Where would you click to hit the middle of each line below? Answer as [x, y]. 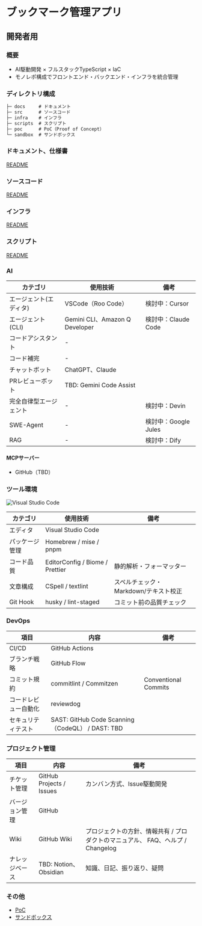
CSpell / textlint [66, 586]
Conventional [163, 679]
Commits [157, 687]
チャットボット [30, 369]
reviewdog [66, 704]
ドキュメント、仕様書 [37, 151]
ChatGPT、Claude [90, 369]
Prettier [55, 570]
